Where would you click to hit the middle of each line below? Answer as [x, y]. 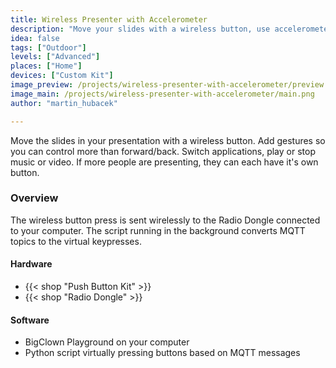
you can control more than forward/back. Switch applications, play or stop [163, 151]
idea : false [35, 38]
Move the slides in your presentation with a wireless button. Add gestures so [168, 140]
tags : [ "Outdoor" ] [48, 47]
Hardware [31, 264]
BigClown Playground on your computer [107, 342]
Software [30, 320]
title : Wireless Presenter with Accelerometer [109, 19]
